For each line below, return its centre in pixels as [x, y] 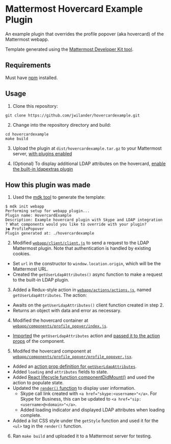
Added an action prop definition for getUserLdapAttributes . [75, 366]
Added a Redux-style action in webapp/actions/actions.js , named [82, 290]
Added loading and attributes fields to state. [60, 372]
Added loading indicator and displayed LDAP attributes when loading [92, 410]
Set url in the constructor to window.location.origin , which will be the [87, 264]
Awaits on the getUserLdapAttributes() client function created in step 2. [88, 305]
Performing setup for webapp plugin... [48, 211]
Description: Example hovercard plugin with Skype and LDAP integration [84, 220]
